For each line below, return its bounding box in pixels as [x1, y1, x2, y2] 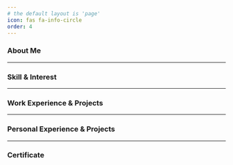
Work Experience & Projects [7, 98, 103, 107]
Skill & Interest [7, 72, 57, 82]
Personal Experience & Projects [7, 124, 116, 134]
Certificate [7, 150, 45, 160]
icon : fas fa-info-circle [7, 17, 82, 24]
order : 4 [7, 23, 33, 30]
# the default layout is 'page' [7, 10, 101, 17]
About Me [7, 46, 42, 55]
